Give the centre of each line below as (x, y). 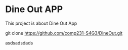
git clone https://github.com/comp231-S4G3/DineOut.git (64, 33)
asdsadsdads (19, 43)
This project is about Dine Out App (41, 23)
